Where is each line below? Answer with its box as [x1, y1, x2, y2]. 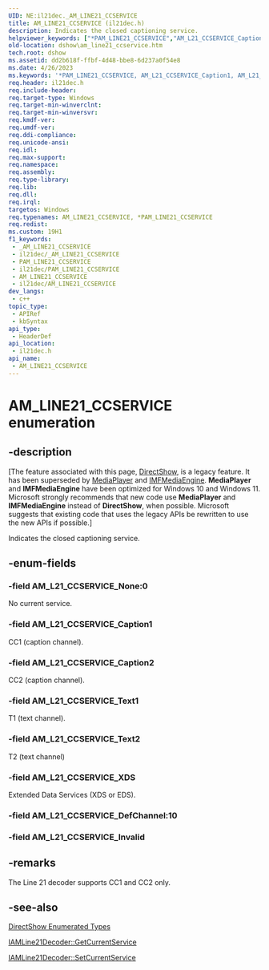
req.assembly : [8, 168, 56, 176]
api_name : [8, 354, 42, 363]
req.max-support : [8, 153, 66, 161]
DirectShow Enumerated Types [8, 922, 110, 932]
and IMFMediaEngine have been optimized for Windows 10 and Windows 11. [8, 483, 261, 493]
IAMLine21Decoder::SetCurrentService [8, 953, 136, 963]
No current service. [8, 599, 73, 608]
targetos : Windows [8, 205, 70, 213]
